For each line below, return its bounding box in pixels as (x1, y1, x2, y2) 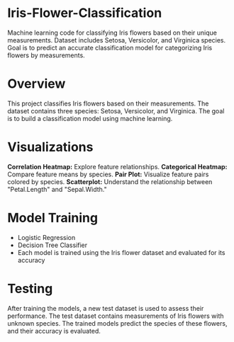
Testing (7, 280, 53, 297)
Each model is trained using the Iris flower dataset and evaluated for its (17, 248, 225, 256)
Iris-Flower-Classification (7, 5, 162, 21)
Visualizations (7, 139, 94, 155)
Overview (7, 76, 66, 92)
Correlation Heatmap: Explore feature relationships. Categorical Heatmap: (7, 162, 228, 171)
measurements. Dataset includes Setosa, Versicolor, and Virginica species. (7, 35, 226, 44)
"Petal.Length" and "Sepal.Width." (7, 185, 108, 193)
